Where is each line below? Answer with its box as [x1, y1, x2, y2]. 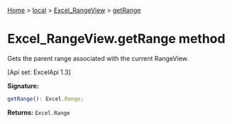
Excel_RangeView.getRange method [7, 31, 226, 47]
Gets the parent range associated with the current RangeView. [7, 54, 189, 62]
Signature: [7, 81, 39, 90]
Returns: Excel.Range [7, 108, 70, 116]
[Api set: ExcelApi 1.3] [7, 67, 71, 77]
